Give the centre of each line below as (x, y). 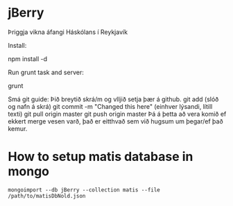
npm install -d (28, 59)
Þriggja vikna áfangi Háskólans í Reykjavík (68, 32)
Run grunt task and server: (46, 72)
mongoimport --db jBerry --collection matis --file (84, 190)
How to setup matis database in (101, 157)
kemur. (18, 128)
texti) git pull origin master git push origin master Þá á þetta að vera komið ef (117, 114)
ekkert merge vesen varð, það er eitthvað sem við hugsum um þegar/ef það (116, 121)
